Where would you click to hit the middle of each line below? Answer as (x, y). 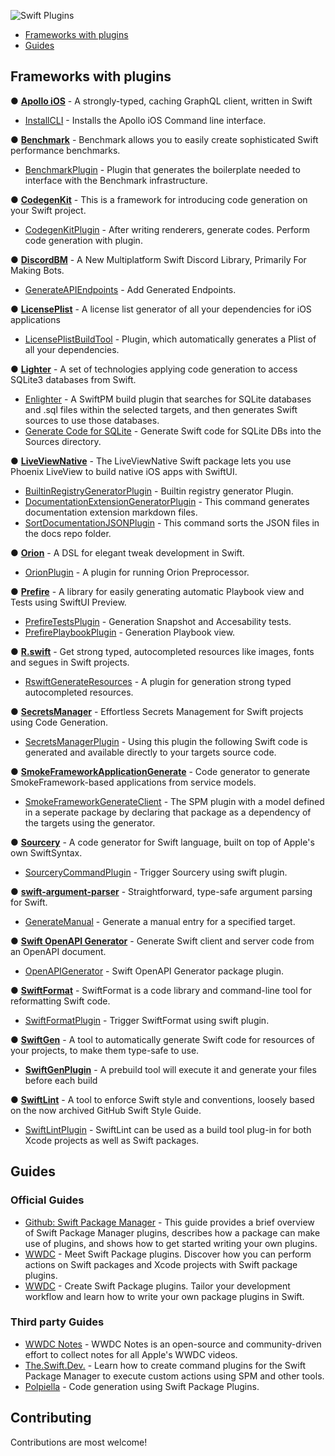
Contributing (51, 1418)
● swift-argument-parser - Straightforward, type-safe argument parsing (161, 891)
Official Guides (47, 1200)
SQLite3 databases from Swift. (73, 379)
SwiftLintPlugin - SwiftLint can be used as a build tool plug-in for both (168, 1129)
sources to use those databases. (92, 420)
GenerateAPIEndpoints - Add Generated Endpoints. (130, 289)
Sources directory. (63, 441)
